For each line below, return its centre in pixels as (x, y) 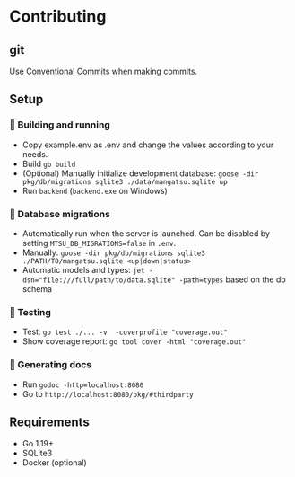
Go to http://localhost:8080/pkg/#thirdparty (108, 393)
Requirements (49, 422)
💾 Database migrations (60, 214)
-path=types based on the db (233, 279)
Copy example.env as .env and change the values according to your (148, 145)
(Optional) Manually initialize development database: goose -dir (140, 173)
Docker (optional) (54, 463)
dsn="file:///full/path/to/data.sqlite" (99, 280)
